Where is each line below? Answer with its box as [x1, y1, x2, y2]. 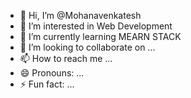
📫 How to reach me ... [19, 53, 113, 64]
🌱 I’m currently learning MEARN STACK [19, 31, 182, 42]
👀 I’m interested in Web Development [19, 20, 173, 32]
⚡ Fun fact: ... [19, 78, 75, 90]
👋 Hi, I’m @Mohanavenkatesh [19, 10, 142, 21]
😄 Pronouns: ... [19, 67, 85, 79]
